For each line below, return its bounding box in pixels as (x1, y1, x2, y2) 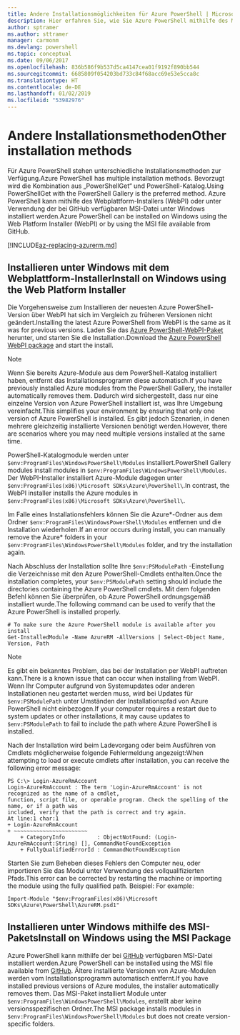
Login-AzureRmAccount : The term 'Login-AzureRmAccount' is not (7, 784, 203, 791)
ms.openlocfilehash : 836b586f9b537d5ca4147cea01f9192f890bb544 (7, 64, 200, 71)
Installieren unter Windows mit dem (7, 261, 169, 274)
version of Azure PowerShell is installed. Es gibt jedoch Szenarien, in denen (7, 414, 230, 422)
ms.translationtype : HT (7, 76, 79, 84)
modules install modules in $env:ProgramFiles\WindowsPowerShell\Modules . (7, 466, 227, 474)
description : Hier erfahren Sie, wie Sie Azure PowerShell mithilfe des (7, 17, 229, 24)
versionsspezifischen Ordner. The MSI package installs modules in (7, 1004, 201, 1013)
